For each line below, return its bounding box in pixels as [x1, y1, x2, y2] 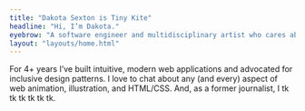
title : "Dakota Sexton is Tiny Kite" [9, 13, 152, 23]
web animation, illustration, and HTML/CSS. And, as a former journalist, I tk [9, 83, 290, 94]
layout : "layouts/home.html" [9, 38, 120, 48]
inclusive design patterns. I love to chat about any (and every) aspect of [9, 74, 279, 85]
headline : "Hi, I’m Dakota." [9, 22, 120, 31]
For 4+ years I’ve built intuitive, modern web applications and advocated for [9, 64, 293, 75]
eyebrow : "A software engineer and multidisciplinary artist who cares [9, 30, 286, 39]
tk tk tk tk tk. [9, 93, 56, 104]
